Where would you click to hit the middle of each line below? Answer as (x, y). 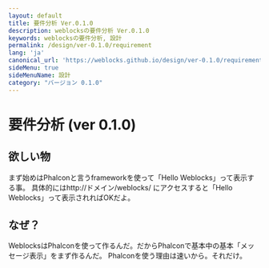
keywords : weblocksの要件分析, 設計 (65, 38)
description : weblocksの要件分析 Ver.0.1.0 (79, 30)
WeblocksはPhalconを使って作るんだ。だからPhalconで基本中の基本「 (124, 246)
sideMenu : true (34, 68)
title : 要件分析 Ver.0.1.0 (51, 23)
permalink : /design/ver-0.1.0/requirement (80, 46)
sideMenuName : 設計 (40, 75)
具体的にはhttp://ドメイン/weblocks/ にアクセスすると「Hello (132, 187)
